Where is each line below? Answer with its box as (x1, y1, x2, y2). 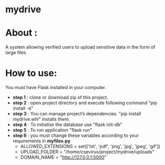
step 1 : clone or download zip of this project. (12, 94, 109, 100)
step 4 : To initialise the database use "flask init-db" (12, 121, 122, 128)
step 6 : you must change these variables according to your (12, 132, 139, 139)
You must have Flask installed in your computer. (5, 85, 107, 91)
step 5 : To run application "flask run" (12, 127, 92, 133)
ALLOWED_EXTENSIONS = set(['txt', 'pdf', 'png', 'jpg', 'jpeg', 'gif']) (20, 143, 160, 150)
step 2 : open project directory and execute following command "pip (12, 100, 157, 106)
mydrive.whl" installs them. (12, 116, 70, 122)
